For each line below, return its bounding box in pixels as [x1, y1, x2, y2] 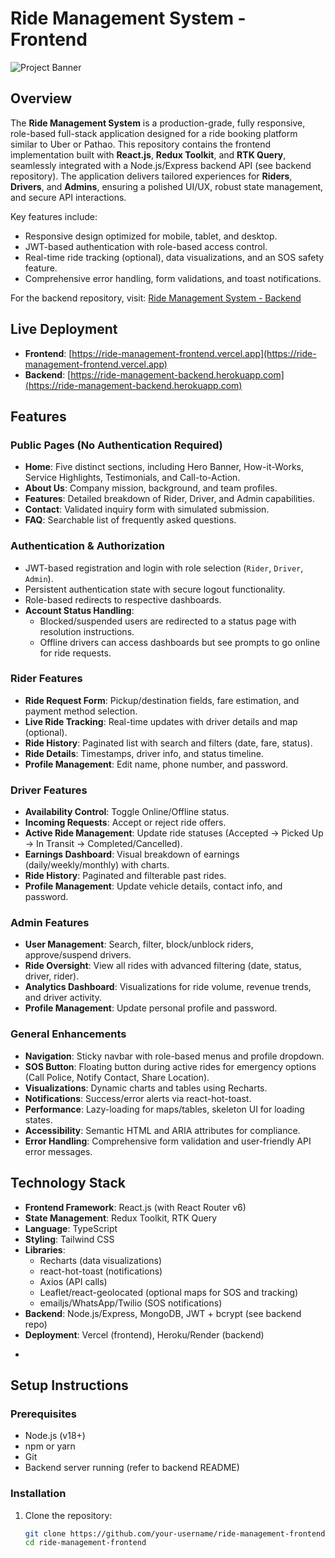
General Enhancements [10, 1027, 127, 1041]
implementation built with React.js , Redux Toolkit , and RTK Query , [10, 148, 287, 161]
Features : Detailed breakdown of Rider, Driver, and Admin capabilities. [24, 493, 315, 505]
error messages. [24, 1145, 93, 1157]
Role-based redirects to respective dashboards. [24, 593, 222, 606]
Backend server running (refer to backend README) [24, 1462, 240, 1474]
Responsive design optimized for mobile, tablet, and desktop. [24, 230, 278, 242]
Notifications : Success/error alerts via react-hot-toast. [24, 1092, 252, 1104]
